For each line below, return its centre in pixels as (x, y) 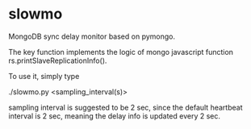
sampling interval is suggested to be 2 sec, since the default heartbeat (125, 107)
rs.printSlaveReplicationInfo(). (58, 60)
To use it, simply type (44, 76)
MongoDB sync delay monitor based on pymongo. (92, 36)
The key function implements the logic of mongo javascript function (121, 52)
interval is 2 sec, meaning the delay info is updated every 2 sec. (114, 116)
